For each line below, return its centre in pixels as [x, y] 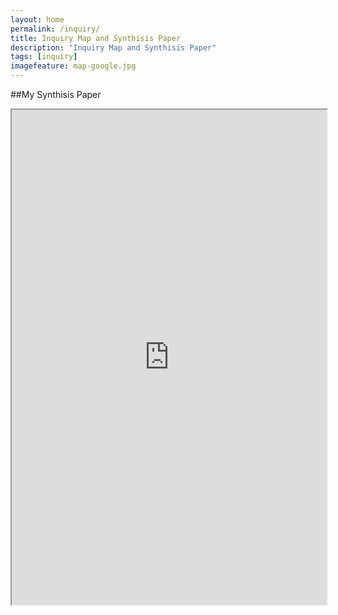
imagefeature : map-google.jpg [73, 66]
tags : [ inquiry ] [44, 57]
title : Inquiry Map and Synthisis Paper [96, 38]
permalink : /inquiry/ [55, 29]
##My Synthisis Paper [56, 94]
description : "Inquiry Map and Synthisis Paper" [113, 47]
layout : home [37, 19]
